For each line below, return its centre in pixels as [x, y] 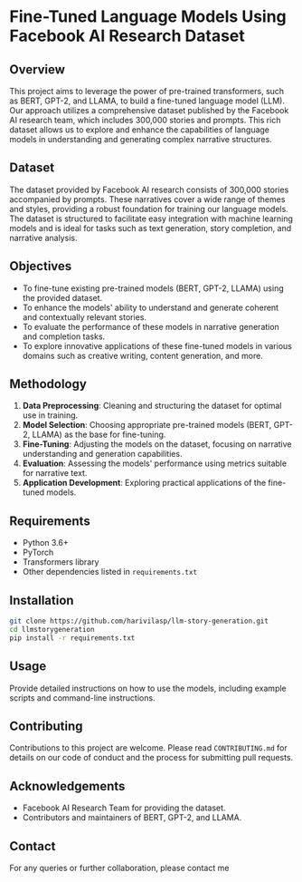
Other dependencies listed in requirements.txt [109, 572]
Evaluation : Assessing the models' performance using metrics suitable [155, 463]
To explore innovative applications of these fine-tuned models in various [157, 345]
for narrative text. [55, 473]
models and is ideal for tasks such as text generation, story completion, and [151, 228]
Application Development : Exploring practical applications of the [144, 483]
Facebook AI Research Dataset [127, 36]
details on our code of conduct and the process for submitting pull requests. [151, 758]
